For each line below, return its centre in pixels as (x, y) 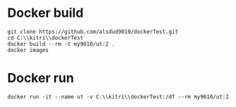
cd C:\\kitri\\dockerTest (45, 38)
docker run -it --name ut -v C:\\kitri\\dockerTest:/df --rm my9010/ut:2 (118, 96)
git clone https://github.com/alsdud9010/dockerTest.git (93, 32)
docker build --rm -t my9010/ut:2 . (61, 44)
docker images (28, 50)
